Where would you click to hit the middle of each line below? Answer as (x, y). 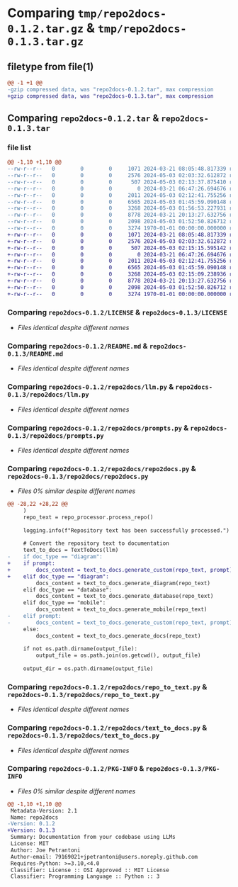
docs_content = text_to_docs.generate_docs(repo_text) (118, 635)
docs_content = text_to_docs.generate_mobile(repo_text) (121, 610)
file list (19, 147)
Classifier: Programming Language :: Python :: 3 (85, 876)
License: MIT (30, 844)
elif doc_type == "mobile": (64, 603)
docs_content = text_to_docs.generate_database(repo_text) (125, 597)
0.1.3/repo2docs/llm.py (49, 395)
